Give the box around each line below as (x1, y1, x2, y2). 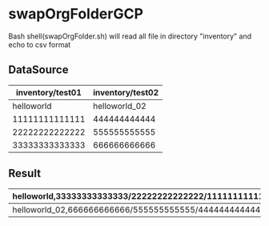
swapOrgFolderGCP (8, 5, 144, 23)
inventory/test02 (93, 87, 159, 98)
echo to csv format (8, 39, 71, 49)
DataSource (8, 63, 69, 77)
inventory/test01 (15, 87, 82, 98)
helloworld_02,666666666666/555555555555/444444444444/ (12, 204, 264, 215)
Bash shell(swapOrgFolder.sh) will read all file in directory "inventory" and (8, 31, 252, 41)
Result (8, 167, 42, 180)
